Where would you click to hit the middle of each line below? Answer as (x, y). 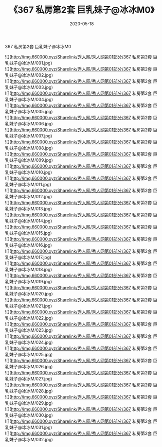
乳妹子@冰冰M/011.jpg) (28, 184)
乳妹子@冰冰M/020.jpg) (29, 293)
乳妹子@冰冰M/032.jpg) (29, 439)
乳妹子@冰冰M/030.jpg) (29, 415)
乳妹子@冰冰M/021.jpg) (28, 306)
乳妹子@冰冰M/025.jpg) (29, 354)
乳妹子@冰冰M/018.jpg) (28, 269)
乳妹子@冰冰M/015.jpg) (28, 233)
